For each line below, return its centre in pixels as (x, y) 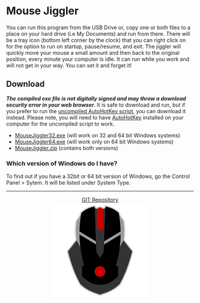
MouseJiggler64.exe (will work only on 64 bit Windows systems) (94, 142)
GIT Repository (100, 200)
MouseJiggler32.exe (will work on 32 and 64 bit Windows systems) (97, 135)
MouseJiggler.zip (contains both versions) (66, 148)
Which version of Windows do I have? (62, 163)
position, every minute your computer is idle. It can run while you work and (98, 59)
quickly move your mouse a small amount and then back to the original (93, 52)
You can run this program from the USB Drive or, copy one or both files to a (98, 27)
